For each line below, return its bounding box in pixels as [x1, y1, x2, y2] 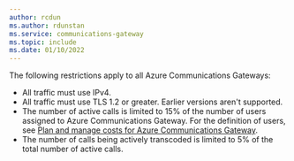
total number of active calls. [21, 143, 124, 155]
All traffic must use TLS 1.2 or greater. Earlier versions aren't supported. [21, 96, 283, 107]
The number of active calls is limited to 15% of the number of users [21, 106, 267, 117]
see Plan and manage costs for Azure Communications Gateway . [21, 125, 259, 135]
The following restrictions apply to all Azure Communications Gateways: [9, 70, 271, 80]
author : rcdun [9, 12, 62, 22]
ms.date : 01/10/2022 [9, 46, 86, 55]
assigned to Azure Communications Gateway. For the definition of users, [21, 116, 286, 126]
